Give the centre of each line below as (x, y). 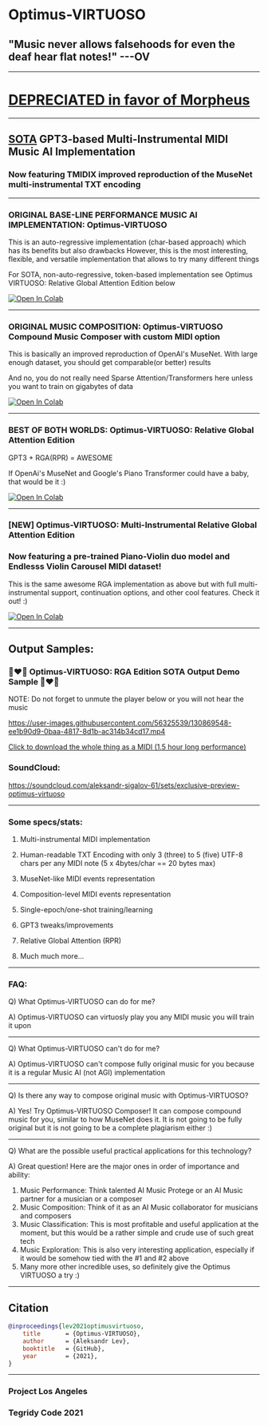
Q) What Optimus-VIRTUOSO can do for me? (82, 1002)
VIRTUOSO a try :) (49, 1275)
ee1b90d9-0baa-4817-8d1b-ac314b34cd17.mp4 (87, 732)
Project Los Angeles (48, 1392)
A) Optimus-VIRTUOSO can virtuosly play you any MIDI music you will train (131, 1017)
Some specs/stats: (45, 822)
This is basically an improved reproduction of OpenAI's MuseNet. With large (133, 354)
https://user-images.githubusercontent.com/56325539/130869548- (120, 723)
